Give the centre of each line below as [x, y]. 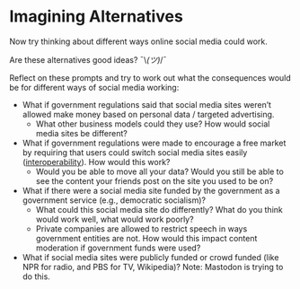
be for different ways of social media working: [94, 87]
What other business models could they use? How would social [153, 124]
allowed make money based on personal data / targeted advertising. [148, 114]
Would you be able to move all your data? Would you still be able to [160, 171]
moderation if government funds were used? [118, 248]
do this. [36, 276]
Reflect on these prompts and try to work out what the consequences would [150, 77]
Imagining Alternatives [97, 17]
